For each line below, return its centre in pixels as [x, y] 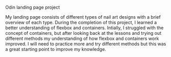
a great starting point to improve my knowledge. [56, 49]
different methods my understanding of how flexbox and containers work [82, 38]
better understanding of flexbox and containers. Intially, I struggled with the [84, 28]
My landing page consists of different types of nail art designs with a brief [83, 17]
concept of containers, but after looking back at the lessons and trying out [83, 33]
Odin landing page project [33, 7]
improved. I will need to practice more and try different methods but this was [86, 44]
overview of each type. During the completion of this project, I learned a [81, 22]
